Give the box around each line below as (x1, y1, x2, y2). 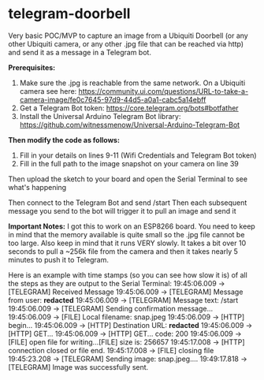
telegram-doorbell (8, 5, 131, 23)
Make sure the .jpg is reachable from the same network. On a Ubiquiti (19, 78, 246, 88)
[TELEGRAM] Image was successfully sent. (8, 362, 149, 371)
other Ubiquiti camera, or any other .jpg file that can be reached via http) (8, 39, 244, 48)
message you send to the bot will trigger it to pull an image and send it (8, 206, 236, 215)
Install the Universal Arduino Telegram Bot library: (19, 111, 181, 121)
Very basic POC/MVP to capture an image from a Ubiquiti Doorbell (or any (8, 31, 248, 40)
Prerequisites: (8, 62, 56, 72)
